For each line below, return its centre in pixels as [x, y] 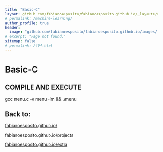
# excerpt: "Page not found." [36, 37]
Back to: [18, 114]
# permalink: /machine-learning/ [39, 18]
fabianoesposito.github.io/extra [36, 144]
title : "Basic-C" [23, 9]
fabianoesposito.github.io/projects [39, 135]
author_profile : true [27, 23]
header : [13, 28]
